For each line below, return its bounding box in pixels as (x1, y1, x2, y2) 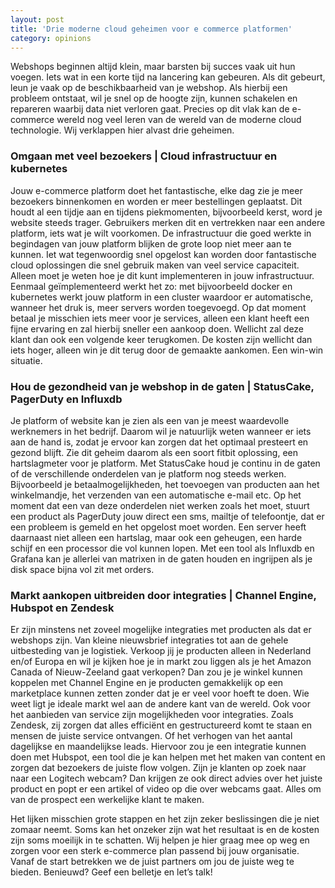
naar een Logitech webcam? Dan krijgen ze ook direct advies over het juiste (10, 772, 323, 785)
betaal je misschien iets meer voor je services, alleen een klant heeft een (10, 312, 310, 324)
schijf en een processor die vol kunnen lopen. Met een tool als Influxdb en (10, 542, 315, 554)
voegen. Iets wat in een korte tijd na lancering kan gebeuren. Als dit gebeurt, (10, 71, 326, 83)
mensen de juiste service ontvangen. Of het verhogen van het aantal (10, 730, 293, 742)
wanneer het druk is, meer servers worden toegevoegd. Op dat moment (10, 301, 307, 313)
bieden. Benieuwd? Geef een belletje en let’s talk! (10, 866, 213, 878)
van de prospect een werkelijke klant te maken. (10, 794, 205, 806)
